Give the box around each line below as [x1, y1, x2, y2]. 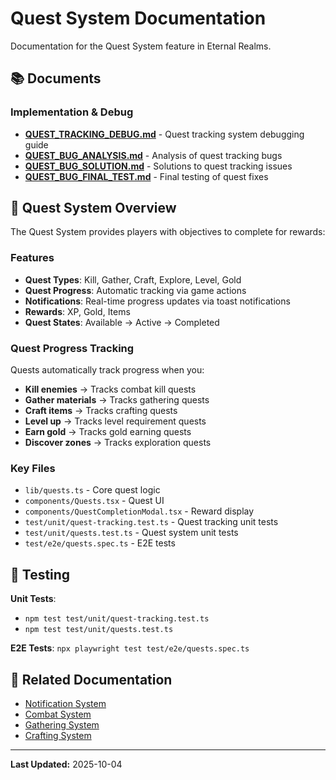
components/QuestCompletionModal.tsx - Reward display [24, 505, 255, 517]
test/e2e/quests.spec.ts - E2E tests [24, 537, 176, 549]
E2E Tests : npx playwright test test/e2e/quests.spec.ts [10, 642, 250, 654]
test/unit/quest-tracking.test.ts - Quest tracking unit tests [24, 516, 279, 528]
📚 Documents [10, 70, 102, 87]
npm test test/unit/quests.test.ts [24, 625, 174, 635]
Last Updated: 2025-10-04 [10, 758, 123, 770]
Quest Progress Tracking [10, 341, 135, 355]
